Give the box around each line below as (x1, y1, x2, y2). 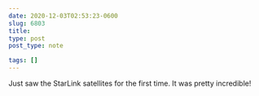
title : (8, 27, 31, 35)
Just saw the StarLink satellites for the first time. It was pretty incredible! (8, 78, 252, 88)
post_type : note (8, 42, 64, 50)
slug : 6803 (8, 19, 46, 27)
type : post (8, 34, 46, 43)
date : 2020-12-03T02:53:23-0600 (8, 11, 118, 20)
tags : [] (8, 56, 38, 65)
